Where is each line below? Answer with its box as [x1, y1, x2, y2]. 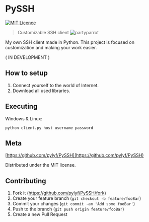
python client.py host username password [5, 125, 94, 130]
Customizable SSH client [17, 29, 69, 35]
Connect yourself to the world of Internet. [12, 82, 99, 88]
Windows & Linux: [5, 115, 43, 121]
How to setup [5, 69, 48, 78]
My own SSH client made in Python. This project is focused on [5, 39, 135, 45]
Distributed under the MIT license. [5, 162, 76, 168]
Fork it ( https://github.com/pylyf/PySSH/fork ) [12, 190, 107, 196]
